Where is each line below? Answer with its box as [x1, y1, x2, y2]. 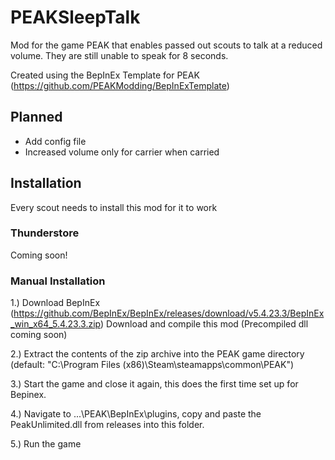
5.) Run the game [10, 438, 82, 450]
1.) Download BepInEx [10, 297, 101, 309]
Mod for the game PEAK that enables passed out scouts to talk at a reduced [10, 39, 323, 51]
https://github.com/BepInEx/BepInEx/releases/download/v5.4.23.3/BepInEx [13, 307, 325, 320]
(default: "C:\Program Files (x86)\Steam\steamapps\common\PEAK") [10, 359, 295, 371]
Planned [10, 109, 63, 126]
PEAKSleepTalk [10, 6, 141, 29]
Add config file [24, 135, 87, 147]
